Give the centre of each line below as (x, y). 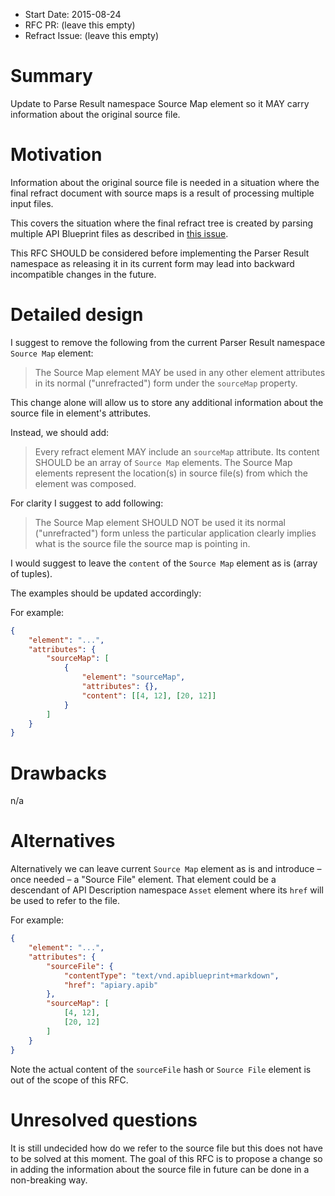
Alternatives (63, 841)
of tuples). (31, 573)
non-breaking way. (49, 1180)
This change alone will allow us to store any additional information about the (167, 402)
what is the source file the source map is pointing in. (142, 543)
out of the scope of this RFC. (69, 1080)
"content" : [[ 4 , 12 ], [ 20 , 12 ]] (149, 695)
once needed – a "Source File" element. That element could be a (143, 880)
